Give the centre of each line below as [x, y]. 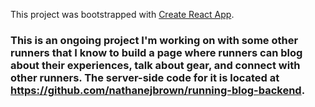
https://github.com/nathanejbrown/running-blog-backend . [158, 90]
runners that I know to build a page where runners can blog [156, 52]
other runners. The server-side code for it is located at [145, 77]
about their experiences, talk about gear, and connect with [155, 65]
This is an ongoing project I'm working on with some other [154, 40]
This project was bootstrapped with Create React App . [122, 14]
